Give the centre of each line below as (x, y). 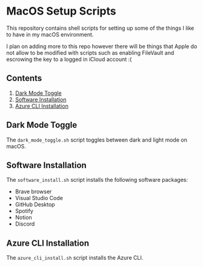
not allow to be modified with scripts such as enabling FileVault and (90, 52)
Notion (23, 218)
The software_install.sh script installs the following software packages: (97, 180)
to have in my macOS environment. (50, 34)
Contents (24, 78)
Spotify (24, 211)
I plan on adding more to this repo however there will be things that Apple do (102, 46)
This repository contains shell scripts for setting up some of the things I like (100, 28)
